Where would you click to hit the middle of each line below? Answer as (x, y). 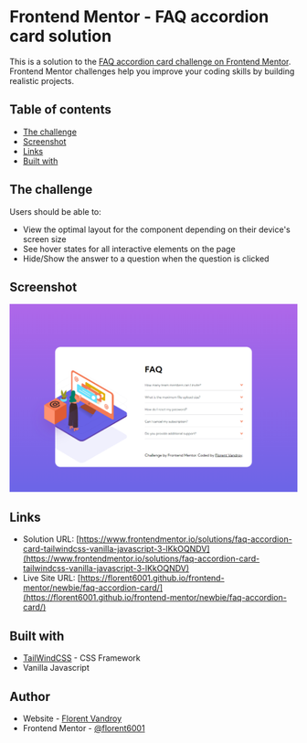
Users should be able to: (56, 211)
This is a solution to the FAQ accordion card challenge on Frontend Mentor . (150, 61)
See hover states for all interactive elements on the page (129, 249)
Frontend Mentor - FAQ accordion (139, 17)
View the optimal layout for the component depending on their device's (156, 229)
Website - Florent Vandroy (72, 718)
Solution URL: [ (51, 539)
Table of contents (60, 110)
